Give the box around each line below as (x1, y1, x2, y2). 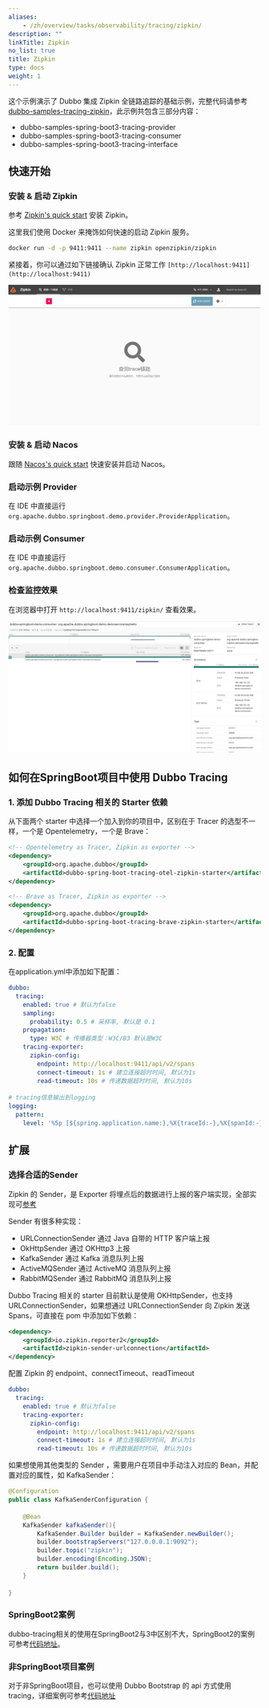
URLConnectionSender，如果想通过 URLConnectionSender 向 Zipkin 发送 (8, 1300, 251, 1310)
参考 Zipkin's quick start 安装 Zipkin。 (8, 210, 133, 220)
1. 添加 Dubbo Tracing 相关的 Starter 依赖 (8, 797, 168, 808)
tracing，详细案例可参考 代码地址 (8, 1691, 116, 1701)
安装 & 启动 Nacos (8, 440, 78, 451)
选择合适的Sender (8, 1170, 78, 1181)
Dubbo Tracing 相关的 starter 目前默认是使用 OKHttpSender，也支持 (8, 1290, 234, 1300)
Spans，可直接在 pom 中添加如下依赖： (8, 1310, 139, 1320)
